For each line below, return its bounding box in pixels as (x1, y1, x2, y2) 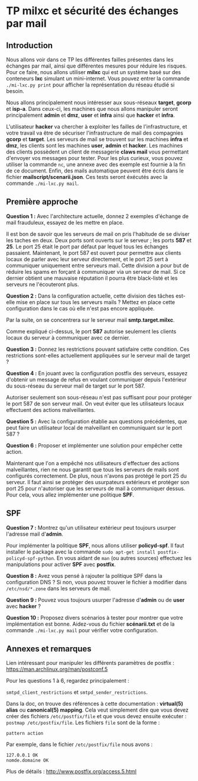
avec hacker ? (6, 603, 41, 610)
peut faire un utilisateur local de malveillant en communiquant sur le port (6, 424, 182, 431)
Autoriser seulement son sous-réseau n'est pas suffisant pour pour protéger (6, 393, 192, 401)
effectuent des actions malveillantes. (6, 406, 96, 413)
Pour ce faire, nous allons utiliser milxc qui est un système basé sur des (6, 69, 181, 75)
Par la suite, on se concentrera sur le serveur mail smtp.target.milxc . (6, 316, 175, 324)
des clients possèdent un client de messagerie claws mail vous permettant (6, 148, 189, 155)
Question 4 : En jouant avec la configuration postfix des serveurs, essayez (6, 369, 188, 377)
